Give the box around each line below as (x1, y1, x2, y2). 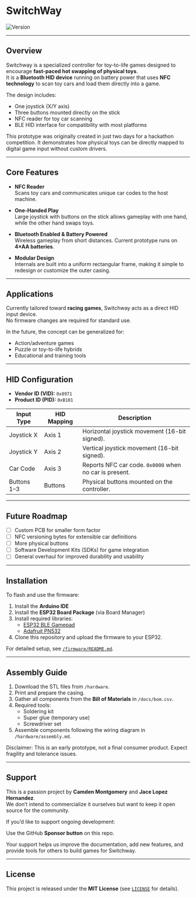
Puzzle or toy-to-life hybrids (14, 346, 83, 353)
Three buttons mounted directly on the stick (14, 109, 121, 116)
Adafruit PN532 (23, 627, 61, 635)
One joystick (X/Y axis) (14, 102, 70, 109)
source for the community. (6, 807, 70, 814)
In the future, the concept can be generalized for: (6, 329, 124, 336)
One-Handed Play (14, 206, 59, 214)
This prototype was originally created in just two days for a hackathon (6, 133, 174, 140)
